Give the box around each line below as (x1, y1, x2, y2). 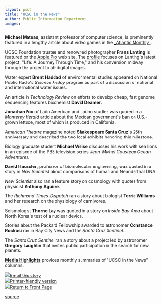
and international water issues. (5, 84, 67, 91)
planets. (5, 248, 22, 253)
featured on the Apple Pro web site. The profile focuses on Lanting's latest (5, 55, 156, 60)
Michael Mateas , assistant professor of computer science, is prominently (5, 34, 154, 40)
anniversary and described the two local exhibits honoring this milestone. (5, 134, 153, 140)
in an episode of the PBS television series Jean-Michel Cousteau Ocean (5, 149, 151, 155)
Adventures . (5, 154, 30, 160)
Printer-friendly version (10, 278, 57, 284)
